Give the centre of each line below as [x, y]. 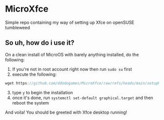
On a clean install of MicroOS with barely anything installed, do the [72, 54]
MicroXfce [27, 9]
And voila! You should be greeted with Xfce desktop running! [66, 112]
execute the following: [34, 74]
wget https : [17, 83]
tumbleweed [18, 27]
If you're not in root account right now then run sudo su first [72, 69]
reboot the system [31, 103]
